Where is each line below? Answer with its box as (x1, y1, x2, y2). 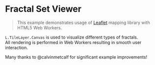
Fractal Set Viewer (5, 3, 82, 15)
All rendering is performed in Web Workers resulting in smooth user (5, 39, 142, 45)
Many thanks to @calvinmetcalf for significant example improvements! (5, 54, 148, 60)
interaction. (5, 44, 28, 50)
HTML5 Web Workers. (17, 24, 62, 30)
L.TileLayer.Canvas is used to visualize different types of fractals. (5, 34, 138, 40)
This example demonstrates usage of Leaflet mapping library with (17, 20, 151, 25)
